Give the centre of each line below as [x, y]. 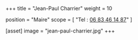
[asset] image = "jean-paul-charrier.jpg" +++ [60, 31]
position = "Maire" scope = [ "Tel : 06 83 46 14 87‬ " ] [69, 19]
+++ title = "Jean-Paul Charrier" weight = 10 [59, 8]
